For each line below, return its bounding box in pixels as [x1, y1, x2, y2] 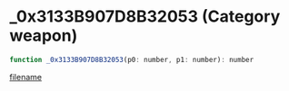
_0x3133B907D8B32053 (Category [9, 6, 281, 27]
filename [9, 71, 43, 82]
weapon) [9, 25, 78, 46]
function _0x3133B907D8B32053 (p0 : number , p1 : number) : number [9, 55, 254, 64]
